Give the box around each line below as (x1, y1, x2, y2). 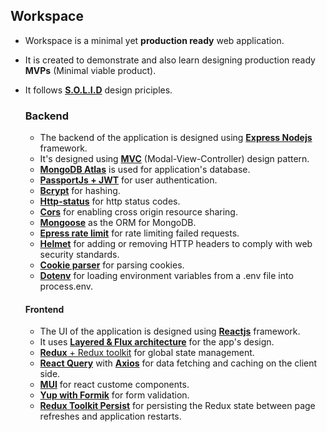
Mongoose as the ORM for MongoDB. (39, 217, 197, 229)
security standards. (39, 249, 120, 261)
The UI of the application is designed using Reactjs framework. (39, 325, 301, 338)
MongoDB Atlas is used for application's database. (39, 164, 251, 176)
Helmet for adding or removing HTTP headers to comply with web (39, 238, 313, 250)
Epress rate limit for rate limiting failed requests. (39, 227, 240, 239)
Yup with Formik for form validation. (39, 389, 190, 401)
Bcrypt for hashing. (39, 185, 121, 197)
